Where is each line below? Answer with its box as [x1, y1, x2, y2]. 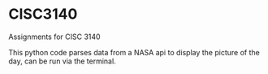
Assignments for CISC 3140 [8, 32, 101, 41]
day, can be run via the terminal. [8, 56, 116, 66]
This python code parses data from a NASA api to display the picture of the [8, 47, 260, 57]
